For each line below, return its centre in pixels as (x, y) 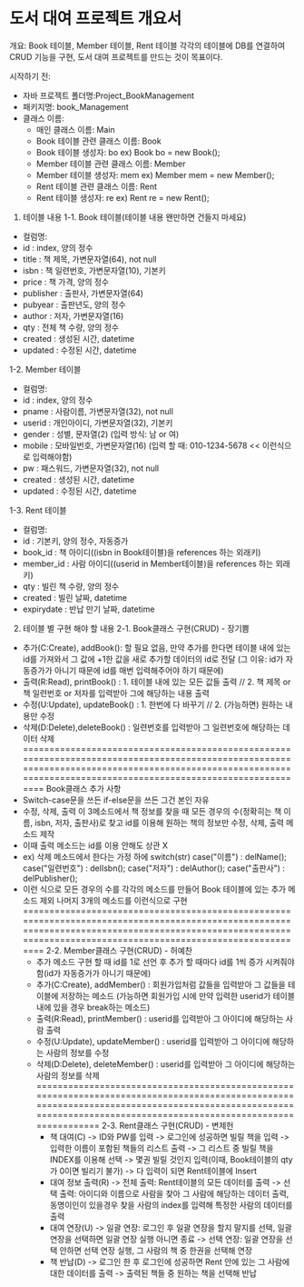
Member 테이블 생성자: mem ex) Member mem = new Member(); (155, 175)
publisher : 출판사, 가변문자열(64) (83, 293)
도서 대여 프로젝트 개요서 (96, 19)
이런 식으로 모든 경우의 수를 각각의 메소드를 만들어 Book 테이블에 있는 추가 (154, 889)
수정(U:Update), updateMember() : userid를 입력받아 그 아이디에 (153, 1041)
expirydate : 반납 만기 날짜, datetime (88, 609)
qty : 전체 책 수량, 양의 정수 (71, 327)
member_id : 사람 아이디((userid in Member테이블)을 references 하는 (148, 564)
